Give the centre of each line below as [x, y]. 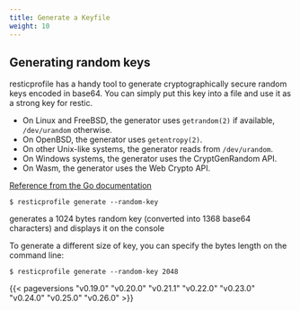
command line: [37, 255]
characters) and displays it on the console [87, 228]
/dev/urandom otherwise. [67, 130]
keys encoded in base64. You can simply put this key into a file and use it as [150, 93]
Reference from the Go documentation [81, 186]
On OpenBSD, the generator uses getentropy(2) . [112, 139]
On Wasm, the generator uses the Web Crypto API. [116, 168]
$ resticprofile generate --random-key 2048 [94, 272]
